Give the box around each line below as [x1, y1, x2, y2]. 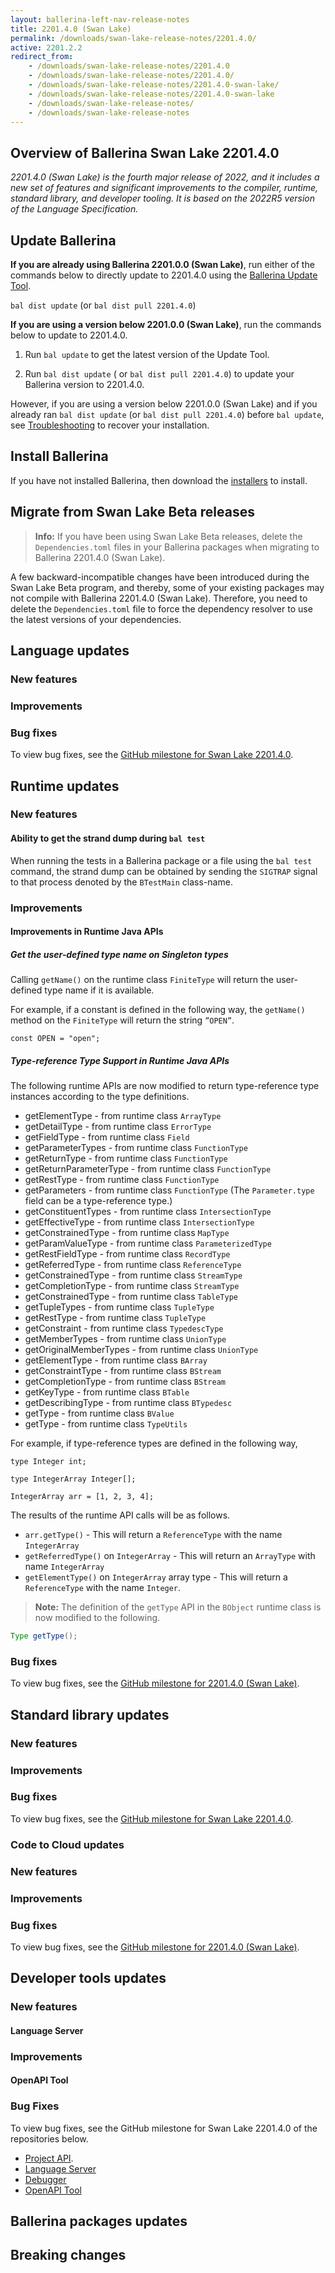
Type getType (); [10, 1631, 78, 1641]
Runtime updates [10, 777, 120, 795]
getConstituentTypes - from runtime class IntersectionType [24, 1206, 272, 1218]
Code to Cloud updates [10, 1837, 125, 1851]
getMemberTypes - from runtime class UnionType [24, 1333, 227, 1345]
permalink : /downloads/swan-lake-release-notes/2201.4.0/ [10, 33, 257, 43]
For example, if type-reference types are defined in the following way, [10, 1437, 298, 1450]
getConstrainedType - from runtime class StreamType [24, 1269, 243, 1281]
